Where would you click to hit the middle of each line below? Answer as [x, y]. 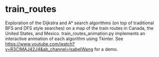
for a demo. [106, 49]
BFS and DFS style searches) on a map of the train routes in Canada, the [79, 28]
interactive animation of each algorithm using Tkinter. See [64, 39]
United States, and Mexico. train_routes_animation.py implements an [75, 33]
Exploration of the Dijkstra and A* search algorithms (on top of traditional [79, 23]
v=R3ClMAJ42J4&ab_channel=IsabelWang [49, 49]
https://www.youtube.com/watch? [40, 44]
